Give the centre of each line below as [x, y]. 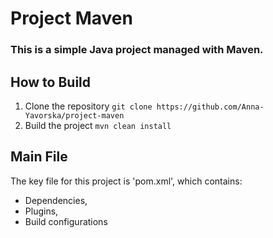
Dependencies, [56, 200]
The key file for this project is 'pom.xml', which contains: [126, 181]
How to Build [51, 82]
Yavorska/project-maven [74, 115]
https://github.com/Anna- [210, 107]
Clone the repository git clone [88, 106]
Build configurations [66, 221]
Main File [39, 157]
